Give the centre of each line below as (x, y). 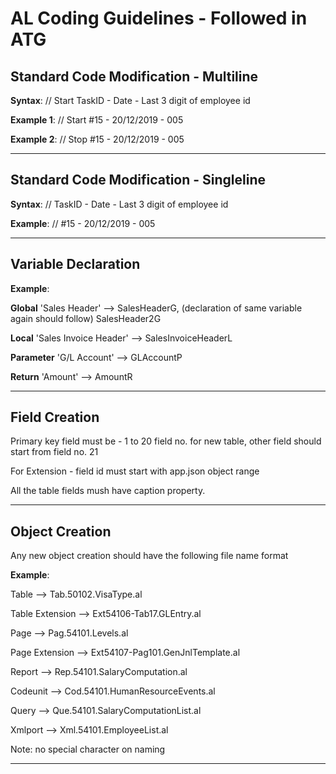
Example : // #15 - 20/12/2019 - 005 (83, 223)
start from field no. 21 (54, 452)
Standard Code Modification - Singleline (138, 180)
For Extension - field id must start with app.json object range (135, 471)
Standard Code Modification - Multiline (134, 76)
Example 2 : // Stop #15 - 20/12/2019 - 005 (97, 139)
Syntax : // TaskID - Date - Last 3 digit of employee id (119, 204)
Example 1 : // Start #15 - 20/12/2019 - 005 (97, 120)
